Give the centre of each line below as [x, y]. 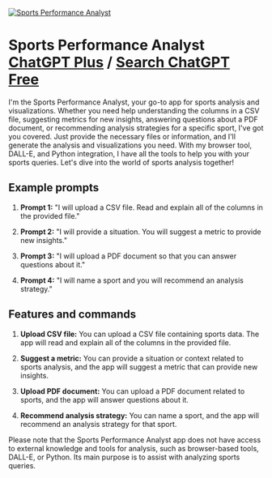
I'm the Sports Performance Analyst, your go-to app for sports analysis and [134, 102]
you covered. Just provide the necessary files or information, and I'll [122, 136]
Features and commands [72, 315]
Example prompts [54, 188]
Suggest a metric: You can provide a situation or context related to [132, 358]
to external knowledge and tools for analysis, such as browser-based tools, [134, 448]
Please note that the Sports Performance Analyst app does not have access [135, 440]
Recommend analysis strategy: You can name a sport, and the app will [139, 415]
